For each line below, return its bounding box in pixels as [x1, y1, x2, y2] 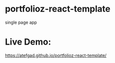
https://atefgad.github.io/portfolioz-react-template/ [5, 52, 107, 58]
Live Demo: [5, 36, 51, 47]
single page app [5, 19, 37, 25]
